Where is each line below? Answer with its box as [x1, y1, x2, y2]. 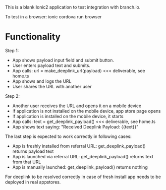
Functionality [5, 31, 61, 43]
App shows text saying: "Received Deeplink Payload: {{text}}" [12, 124, 139, 129]
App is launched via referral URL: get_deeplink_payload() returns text [12, 153, 154, 159]
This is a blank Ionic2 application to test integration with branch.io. [5, 4, 141, 10]
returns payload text [12, 148, 54, 154]
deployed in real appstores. [5, 179, 61, 185]
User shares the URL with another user [12, 83, 92, 89]
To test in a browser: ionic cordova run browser [5, 14, 102, 19]
